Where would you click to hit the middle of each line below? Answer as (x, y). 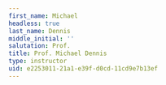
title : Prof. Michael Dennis (58, 53)
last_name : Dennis (39, 31)
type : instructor (38, 62)
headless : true (34, 23)
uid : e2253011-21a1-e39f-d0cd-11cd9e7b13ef (83, 69)
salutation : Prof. (39, 46)
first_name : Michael (44, 16)
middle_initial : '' (41, 38)
